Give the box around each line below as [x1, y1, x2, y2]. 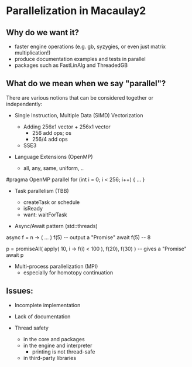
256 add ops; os [32, 129, 72, 136]
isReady [23, 205, 43, 212]
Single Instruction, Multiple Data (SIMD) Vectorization [14, 111, 143, 118]
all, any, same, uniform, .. [23, 164, 84, 171]
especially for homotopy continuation [23, 269, 114, 276]
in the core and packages [23, 335, 85, 342]
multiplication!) [14, 49, 51, 56]
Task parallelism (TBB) [14, 187, 69, 194]
